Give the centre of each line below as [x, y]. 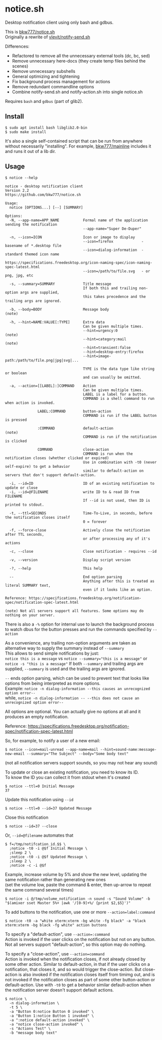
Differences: [17, 46]
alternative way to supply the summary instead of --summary [65, 648]
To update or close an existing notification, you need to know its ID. [72, 772]
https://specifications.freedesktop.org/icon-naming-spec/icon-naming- [79, 263]
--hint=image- [97, 356]
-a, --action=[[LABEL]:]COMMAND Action [53, 386]
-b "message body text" [33, 1033]
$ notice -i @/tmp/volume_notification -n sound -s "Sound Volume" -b [78, 899]
